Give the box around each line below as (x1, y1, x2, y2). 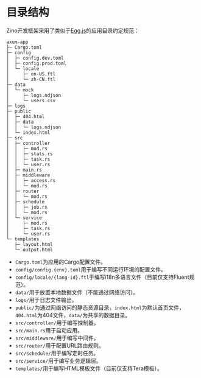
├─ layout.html (14, 241, 53, 247)
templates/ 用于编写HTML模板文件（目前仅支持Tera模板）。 (15, 365, 163, 372)
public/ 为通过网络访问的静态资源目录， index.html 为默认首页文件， (15, 304, 185, 311)
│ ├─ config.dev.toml (6, 55, 64, 61)
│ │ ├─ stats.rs (6, 150, 53, 157)
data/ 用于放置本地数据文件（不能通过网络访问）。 (15, 289, 139, 296)
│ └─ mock (6, 86, 34, 93)
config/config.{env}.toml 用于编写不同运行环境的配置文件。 (15, 265, 166, 273)
